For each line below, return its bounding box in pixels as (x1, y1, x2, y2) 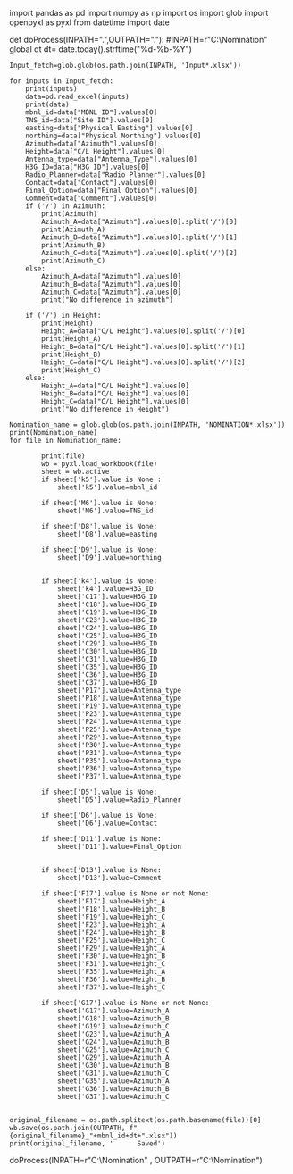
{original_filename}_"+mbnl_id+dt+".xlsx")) (9, 1131, 178, 1140)
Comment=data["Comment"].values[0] (25, 194, 158, 203)
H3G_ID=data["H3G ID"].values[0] (25, 162, 150, 171)
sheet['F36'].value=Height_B (56, 975, 166, 984)
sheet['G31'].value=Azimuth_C (56, 1069, 170, 1078)
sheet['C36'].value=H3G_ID (56, 670, 158, 679)
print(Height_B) (41, 350, 102, 359)
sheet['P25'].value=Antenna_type (56, 725, 181, 734)
